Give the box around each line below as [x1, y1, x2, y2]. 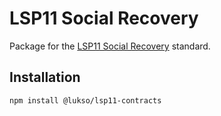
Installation [9, 69, 81, 86]
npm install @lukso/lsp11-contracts [9, 95, 162, 106]
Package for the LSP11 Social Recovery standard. [9, 40, 211, 52]
